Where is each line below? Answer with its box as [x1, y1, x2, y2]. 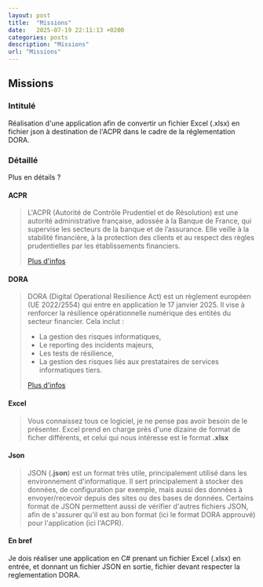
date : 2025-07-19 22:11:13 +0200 [8, 26, 125, 34]
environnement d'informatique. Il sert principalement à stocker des [27, 476, 243, 486]
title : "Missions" [8, 19, 72, 27]
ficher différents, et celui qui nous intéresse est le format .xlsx [27, 432, 229, 442]
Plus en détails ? [8, 172, 61, 181]
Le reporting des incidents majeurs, [38, 341, 155, 350]
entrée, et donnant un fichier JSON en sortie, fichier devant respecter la [8, 562, 241, 571]
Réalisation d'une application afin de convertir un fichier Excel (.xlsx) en [8, 118, 240, 128]
